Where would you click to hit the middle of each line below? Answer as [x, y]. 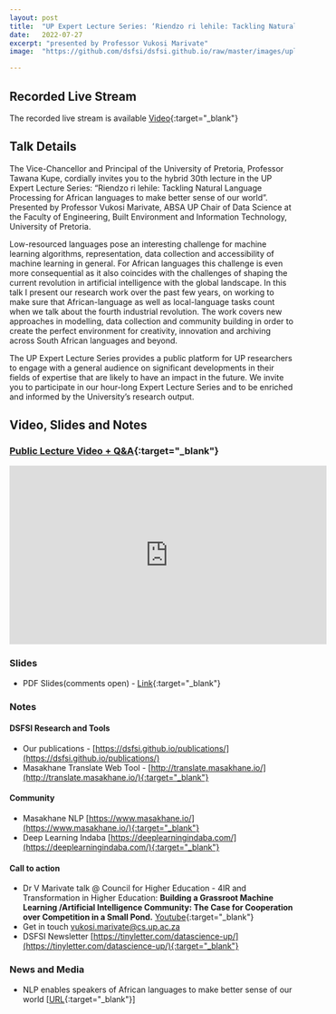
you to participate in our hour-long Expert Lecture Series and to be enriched [151, 387]
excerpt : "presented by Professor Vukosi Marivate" [109, 43]
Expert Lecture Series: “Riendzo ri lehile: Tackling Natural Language [136, 188]
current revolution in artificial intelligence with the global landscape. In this [148, 282]
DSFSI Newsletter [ [58, 937]
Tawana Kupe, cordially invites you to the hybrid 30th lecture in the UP [141, 178]
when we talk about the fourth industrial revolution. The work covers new [146, 311]
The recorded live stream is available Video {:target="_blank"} [124, 118]
